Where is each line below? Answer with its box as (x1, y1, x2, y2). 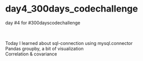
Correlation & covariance (5, 51, 57, 57)
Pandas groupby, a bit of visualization (5, 45, 84, 51)
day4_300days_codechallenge (5, 3, 138, 15)
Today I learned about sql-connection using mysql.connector (5, 40, 133, 46)
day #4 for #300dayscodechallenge (5, 20, 81, 26)
